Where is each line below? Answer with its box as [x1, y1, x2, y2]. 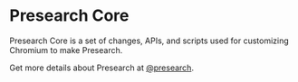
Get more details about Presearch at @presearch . [9, 62, 195, 73]
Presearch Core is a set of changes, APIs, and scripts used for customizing [9, 35, 290, 46]
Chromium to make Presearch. [9, 44, 123, 55]
